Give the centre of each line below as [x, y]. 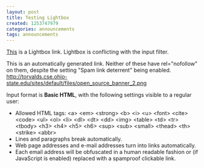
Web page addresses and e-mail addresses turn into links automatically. [106, 145]
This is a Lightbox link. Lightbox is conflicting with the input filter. [88, 52]
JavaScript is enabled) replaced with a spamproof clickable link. [95, 158]
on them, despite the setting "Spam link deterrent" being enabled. [89, 70]
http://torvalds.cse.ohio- [37, 77]
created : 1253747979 [33, 23]
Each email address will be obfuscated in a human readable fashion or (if [107, 152]
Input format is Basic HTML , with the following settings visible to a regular [99, 95]
